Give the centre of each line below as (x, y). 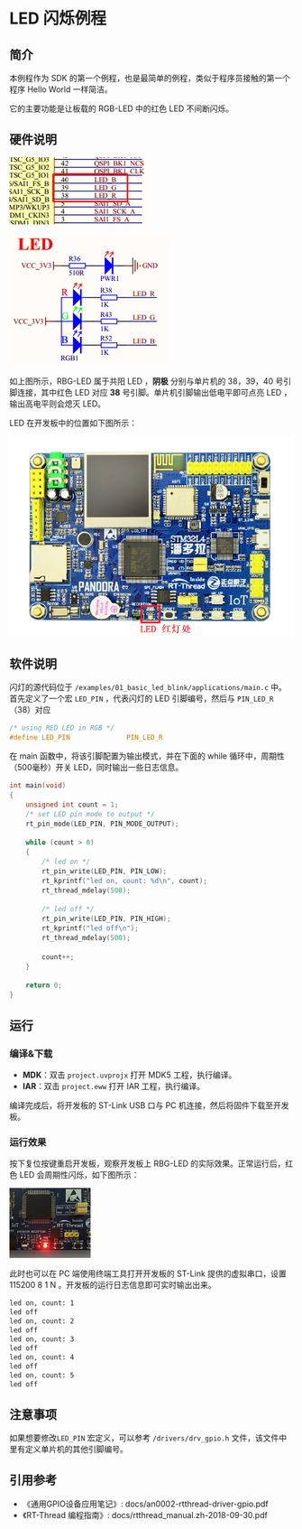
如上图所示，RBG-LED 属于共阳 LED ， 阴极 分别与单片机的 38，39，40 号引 (151, 381)
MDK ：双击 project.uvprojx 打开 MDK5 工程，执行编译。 (129, 1075)
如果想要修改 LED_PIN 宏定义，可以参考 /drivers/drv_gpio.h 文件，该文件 (144, 1438)
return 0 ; (44, 985)
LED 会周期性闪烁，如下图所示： (79, 1175)
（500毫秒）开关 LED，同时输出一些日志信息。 (96, 768)
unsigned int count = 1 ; (72, 805)
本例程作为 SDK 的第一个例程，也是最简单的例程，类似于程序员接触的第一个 (150, 78)
